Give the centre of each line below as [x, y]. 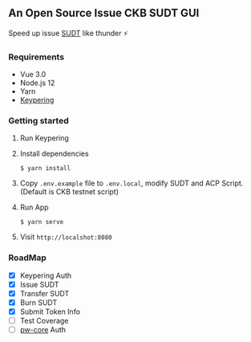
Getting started [39, 121]
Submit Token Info [50, 311]
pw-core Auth [43, 330]
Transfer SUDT [45, 293]
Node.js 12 [37, 83]
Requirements [36, 57]
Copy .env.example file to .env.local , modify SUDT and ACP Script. [132, 183]
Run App [34, 207]
